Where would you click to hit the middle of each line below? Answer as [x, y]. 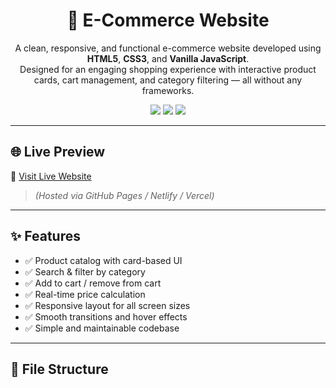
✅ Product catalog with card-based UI [103, 260]
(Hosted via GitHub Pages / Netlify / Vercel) [124, 195]
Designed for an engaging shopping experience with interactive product [168, 69]
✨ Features [45, 236]
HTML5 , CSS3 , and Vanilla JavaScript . [168, 58]
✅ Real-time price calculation [85, 294]
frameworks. [168, 90]
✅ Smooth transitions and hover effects [106, 316]
